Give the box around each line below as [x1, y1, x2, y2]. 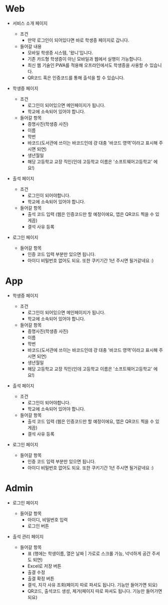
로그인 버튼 [27, 523, 49, 529]
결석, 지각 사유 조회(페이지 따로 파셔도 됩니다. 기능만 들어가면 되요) [27, 581, 158, 587]
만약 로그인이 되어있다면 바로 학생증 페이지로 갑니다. [27, 37, 129, 43]
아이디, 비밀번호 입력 [27, 516, 68, 522]
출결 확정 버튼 [27, 575, 55, 581]
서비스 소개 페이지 [12, 20, 48, 26]
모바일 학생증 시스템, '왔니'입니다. [27, 50, 93, 56]
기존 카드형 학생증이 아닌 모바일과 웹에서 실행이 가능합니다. [27, 56, 143, 62]
